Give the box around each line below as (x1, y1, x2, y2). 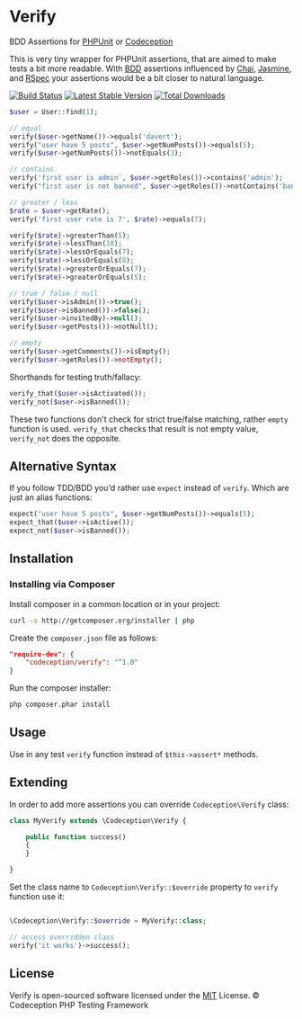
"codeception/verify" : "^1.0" (25, 658, 139, 667)
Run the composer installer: (9, 683, 111, 693)
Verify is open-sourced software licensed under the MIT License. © (9, 989, 261, 1000)
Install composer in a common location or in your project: (9, 598, 221, 609)
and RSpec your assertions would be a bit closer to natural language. (9, 72, 265, 83)
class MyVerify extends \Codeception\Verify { (9, 816, 187, 825)
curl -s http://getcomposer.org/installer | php (9, 616, 195, 625)
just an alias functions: (9, 492, 93, 503)
